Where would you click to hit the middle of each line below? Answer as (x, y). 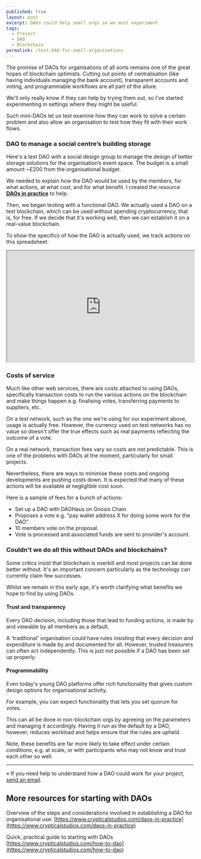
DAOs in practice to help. (37, 193)
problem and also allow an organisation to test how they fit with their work (97, 122)
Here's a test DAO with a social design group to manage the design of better (100, 157)
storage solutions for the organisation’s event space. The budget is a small (97, 163)
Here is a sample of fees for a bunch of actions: (65, 498)
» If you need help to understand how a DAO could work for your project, (95, 773)
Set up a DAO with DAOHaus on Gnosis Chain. (71, 509)
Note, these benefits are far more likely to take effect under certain (88, 744)
